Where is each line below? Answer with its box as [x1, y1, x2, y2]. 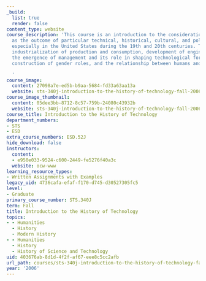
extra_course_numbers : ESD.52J [6, 134, 86, 140]
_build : [6, 9, 26, 15]
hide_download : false [6, 140, 62, 146]
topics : [6, 214, 26, 220]
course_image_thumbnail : [6, 94, 70, 101]
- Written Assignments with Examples [6, 174, 103, 180]
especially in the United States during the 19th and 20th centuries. [12, 44, 196, 50]
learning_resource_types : [6, 168, 72, 175]
